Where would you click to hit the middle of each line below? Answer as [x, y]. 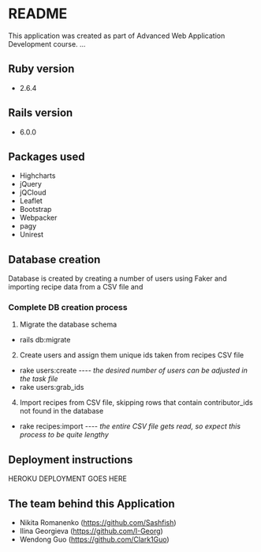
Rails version [41, 113]
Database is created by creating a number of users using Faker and [117, 278]
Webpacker [38, 217]
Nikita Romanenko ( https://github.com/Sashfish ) [98, 523]
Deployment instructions [71, 459]
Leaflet [31, 201]
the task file [39, 379]
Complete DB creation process [68, 308]
